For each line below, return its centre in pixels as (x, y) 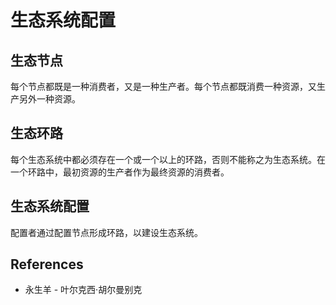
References (47, 264)
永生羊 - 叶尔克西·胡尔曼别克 (83, 290)
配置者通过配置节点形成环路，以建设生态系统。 (106, 232)
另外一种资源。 (49, 99)
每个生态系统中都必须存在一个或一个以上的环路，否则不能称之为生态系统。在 (168, 159)
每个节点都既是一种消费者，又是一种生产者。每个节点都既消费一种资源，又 (163, 86)
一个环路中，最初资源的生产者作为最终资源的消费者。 (120, 172)
